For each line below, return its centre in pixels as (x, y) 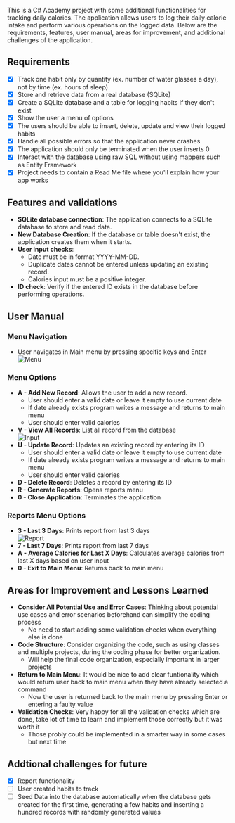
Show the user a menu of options (65, 118)
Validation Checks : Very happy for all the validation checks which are (118, 712)
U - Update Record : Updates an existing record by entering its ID (111, 445)
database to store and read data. (65, 227)
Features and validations (62, 202)
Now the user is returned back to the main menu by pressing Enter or (128, 697)
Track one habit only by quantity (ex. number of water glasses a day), (118, 79)
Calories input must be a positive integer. (87, 279)
